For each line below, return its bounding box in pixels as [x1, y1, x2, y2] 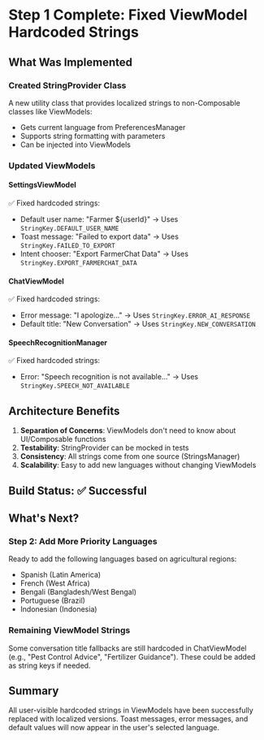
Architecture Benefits [8, 404, 120, 418]
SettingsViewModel [8, 180, 77, 190]
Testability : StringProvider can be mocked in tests [19, 443, 189, 452]
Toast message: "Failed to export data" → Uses [19, 232, 179, 241]
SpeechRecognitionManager [8, 337, 108, 347]
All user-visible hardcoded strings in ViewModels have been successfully [8, 705, 253, 716]
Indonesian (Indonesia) [19, 604, 97, 614]
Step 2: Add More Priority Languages [8, 535, 158, 547]
